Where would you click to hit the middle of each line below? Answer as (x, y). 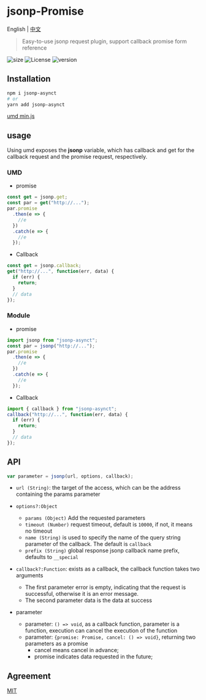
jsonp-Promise (46, 11)
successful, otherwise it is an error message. (82, 594)
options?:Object (36, 507)
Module (18, 316)
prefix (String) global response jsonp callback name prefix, (102, 550)
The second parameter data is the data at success (89, 600)
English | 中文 (24, 29)
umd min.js (21, 116)
